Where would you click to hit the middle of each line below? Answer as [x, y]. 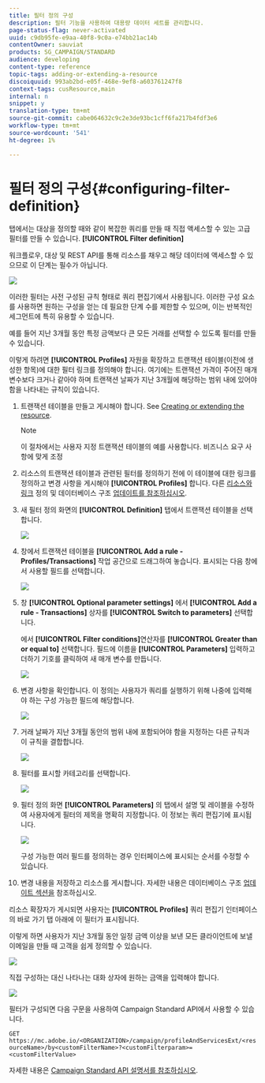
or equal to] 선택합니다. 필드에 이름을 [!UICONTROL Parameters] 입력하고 [138, 649]
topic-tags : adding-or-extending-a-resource [83, 74]
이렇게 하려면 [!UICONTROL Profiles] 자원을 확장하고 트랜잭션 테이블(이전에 [127, 360]
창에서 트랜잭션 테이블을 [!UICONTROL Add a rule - [102, 551]
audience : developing [45, 60]
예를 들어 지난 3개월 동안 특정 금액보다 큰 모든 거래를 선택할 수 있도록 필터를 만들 [133, 333]
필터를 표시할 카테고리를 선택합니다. [75, 774]
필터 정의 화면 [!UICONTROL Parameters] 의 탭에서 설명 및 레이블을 [127, 805]
